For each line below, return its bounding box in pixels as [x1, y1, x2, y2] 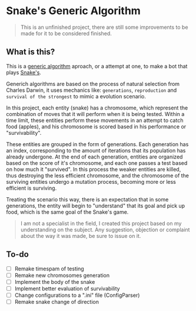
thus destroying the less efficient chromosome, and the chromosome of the [6, 172, 190, 179]
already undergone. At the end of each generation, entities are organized [6, 153, 183, 160]
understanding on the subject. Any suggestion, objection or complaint [20, 226, 190, 233]
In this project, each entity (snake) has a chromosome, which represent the [6, 104, 188, 111]
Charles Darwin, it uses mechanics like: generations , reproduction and [6, 87, 177, 94]
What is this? [6, 47, 55, 57]
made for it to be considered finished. [20, 29, 112, 37]
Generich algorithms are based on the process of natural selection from [6, 80, 180, 87]
